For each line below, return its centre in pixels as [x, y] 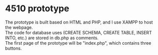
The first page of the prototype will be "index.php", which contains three [78, 43]
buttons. [13, 48]
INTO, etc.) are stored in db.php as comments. [52, 38]
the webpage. [19, 27]
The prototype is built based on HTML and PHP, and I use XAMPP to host [79, 22]
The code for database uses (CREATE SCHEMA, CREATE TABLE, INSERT [79, 32]
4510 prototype [37, 9]
